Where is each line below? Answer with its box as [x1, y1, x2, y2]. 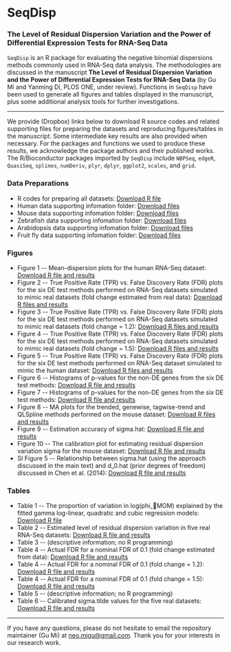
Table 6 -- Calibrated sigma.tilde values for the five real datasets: [16, 597, 201, 605]
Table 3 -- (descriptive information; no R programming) [16, 538, 173, 547]
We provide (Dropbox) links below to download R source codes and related [7, 117, 220, 125]
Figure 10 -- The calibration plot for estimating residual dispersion [16, 440, 203, 448]
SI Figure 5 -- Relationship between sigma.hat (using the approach [16, 454, 206, 462]
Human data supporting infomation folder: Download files [16, 201, 180, 210]
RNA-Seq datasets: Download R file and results [16, 531, 151, 539]
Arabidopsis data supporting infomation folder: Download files [16, 223, 194, 232]
